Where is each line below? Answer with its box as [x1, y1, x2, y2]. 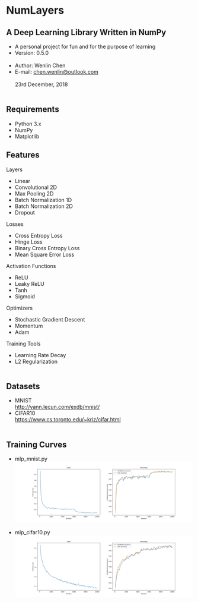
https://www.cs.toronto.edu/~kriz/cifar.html [14, 416, 121, 423]
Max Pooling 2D [14, 190, 54, 197]
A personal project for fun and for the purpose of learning [14, 43, 156, 50]
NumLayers [6, 4, 65, 17]
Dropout [14, 209, 36, 216]
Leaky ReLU [14, 280, 44, 287]
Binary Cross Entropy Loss [14, 244, 80, 251]
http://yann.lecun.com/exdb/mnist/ [14, 404, 100, 411]
